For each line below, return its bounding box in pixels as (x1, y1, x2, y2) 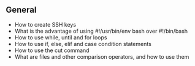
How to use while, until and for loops (14, 33, 107, 41)
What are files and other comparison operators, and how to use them (14, 53, 189, 60)
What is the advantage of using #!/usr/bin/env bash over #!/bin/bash (14, 27, 188, 35)
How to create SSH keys (14, 21, 77, 28)
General (6, 5, 37, 15)
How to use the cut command (14, 47, 90, 54)
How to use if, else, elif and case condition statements (14, 40, 151, 47)
